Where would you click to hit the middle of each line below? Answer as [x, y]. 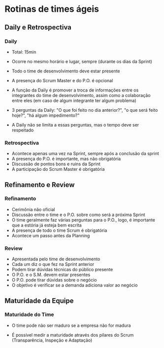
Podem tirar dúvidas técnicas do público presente [62, 270]
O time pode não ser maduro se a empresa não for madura [71, 325]
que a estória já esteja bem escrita [47, 225]
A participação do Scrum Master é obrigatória [58, 169]
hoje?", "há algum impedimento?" [46, 115]
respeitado [23, 130]
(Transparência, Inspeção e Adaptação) [52, 340]
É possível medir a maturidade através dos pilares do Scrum [73, 335]
